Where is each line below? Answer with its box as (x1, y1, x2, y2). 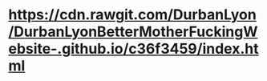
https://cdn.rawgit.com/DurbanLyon (8, 6, 257, 24)
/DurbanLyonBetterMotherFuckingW (8, 22, 258, 41)
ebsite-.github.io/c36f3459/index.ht (8, 40, 259, 58)
